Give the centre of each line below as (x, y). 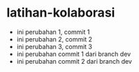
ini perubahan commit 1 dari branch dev (74, 54)
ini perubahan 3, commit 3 (54, 46)
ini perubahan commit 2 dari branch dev (74, 61)
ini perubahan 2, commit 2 (54, 39)
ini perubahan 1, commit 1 (53, 32)
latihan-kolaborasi (61, 13)
